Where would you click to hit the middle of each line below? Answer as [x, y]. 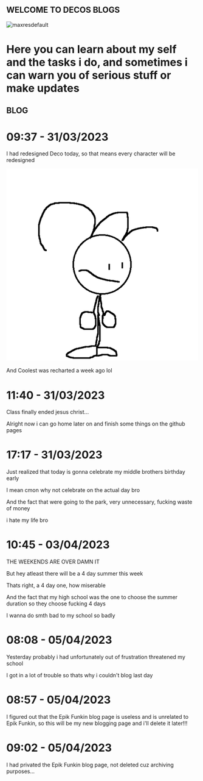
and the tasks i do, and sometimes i [97, 62]
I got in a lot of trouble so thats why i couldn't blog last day [80, 676]
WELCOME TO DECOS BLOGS [63, 10]
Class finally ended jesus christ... [48, 412]
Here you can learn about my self [91, 49]
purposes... [21, 771]
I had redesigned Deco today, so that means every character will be [91, 154]
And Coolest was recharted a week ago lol [59, 371]
